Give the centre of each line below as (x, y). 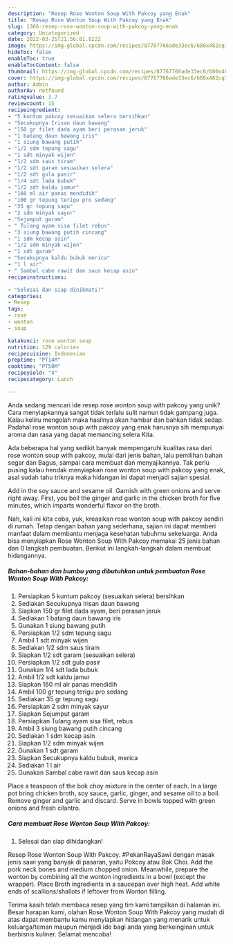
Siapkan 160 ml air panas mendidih (67, 684)
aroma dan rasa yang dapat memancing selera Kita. (81, 434)
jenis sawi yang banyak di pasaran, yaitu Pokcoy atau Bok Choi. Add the (111, 862)
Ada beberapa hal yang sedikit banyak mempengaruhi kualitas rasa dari (110, 447)
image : (17, 46)
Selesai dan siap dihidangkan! (60, 841)
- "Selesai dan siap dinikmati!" (56, 290)
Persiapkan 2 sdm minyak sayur (63, 706)
